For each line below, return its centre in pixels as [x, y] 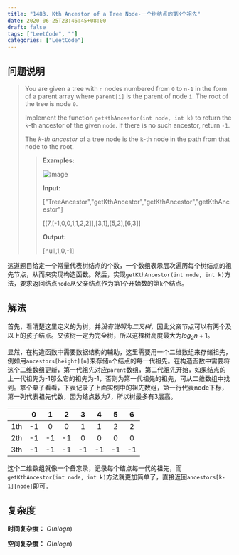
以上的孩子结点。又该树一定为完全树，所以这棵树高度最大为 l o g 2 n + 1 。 [111, 336]
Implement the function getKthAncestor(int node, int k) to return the [128, 118]
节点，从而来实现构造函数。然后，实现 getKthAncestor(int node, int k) [119, 274]
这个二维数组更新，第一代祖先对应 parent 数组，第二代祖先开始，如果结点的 [117, 369]
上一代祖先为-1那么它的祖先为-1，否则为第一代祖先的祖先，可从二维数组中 [116, 378]
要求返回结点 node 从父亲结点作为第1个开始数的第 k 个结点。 [104, 283]
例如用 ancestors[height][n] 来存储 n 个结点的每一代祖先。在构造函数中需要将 [119, 361]
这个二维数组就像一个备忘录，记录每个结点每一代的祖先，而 [95, 468]
